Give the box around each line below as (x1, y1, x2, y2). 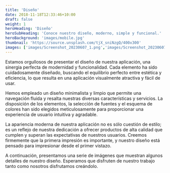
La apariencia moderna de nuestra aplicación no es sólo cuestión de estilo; (5, 121, 162, 127)
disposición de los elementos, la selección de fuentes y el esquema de (5, 100, 153, 106)
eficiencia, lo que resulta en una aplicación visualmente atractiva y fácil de (5, 75, 160, 81)
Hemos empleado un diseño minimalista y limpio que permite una (5, 90, 142, 96)
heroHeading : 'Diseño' (5, 26, 53, 31)
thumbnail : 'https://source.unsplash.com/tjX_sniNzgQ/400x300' (5, 40, 142, 45)
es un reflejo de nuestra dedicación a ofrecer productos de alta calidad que (5, 127, 163, 133)
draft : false (5, 17, 33, 22)
